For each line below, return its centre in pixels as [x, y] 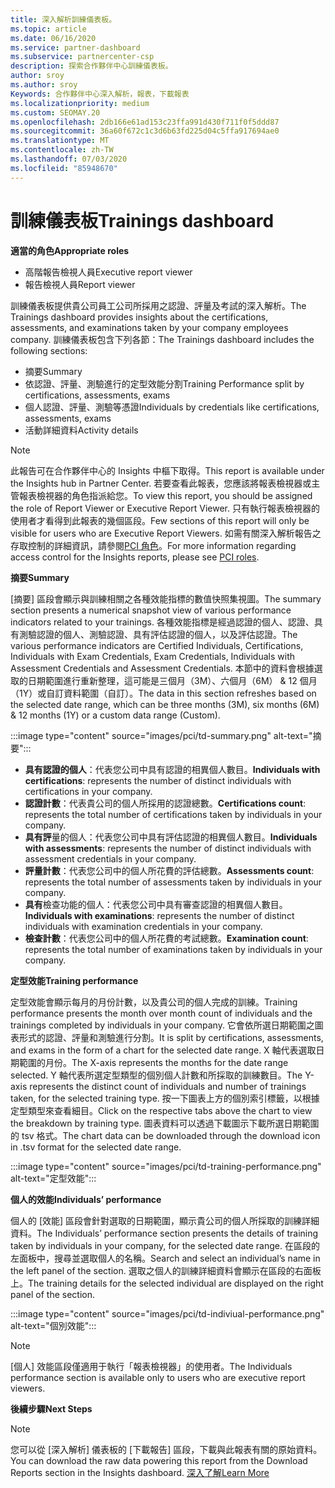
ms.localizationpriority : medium [80, 103]
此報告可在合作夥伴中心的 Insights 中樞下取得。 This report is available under [167, 470]
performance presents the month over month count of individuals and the [161, 1013]
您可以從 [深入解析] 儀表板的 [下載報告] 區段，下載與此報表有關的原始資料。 [166, 1449]
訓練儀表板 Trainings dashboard [142, 220]
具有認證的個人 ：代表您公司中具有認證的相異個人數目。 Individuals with [172, 769]
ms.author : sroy [44, 85]
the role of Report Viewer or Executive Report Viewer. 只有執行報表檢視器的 [165, 508]
